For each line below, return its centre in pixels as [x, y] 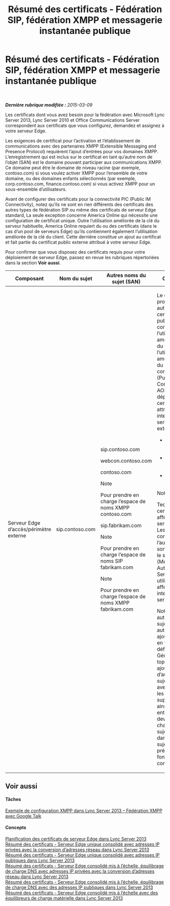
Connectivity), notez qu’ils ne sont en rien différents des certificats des [79, 204]
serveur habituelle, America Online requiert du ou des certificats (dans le [81, 226]
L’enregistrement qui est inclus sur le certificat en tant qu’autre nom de [79, 157]
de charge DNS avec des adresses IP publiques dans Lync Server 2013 [79, 887]
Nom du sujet [76, 278]
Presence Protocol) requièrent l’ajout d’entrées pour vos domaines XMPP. [82, 151]
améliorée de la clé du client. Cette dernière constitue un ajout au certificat [83, 236]
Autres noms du [126, 275]
